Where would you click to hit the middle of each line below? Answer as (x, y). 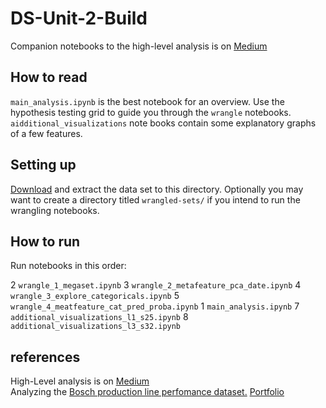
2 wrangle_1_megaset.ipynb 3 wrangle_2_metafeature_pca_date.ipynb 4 (156, 285)
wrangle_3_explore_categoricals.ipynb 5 (95, 296)
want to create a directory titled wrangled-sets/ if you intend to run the (155, 199)
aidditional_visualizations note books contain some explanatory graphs (163, 123)
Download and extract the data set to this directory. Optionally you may (157, 189)
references (45, 357)
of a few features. (46, 133)
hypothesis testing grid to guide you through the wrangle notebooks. (151, 112)
